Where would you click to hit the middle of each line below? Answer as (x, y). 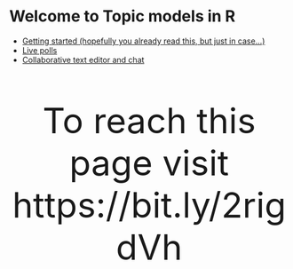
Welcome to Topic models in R (123, 16)
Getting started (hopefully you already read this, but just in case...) (143, 41)
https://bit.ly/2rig (149, 205)
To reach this (149, 120)
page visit (149, 162)
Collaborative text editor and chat (83, 59)
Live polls (40, 50)
